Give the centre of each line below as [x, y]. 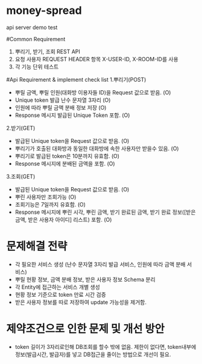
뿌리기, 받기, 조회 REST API [47, 51]
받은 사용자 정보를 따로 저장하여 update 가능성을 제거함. [80, 302]
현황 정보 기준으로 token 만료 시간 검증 [61, 294]
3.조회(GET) [21, 176]
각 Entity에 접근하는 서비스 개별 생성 [58, 287]
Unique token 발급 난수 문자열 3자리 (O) [63, 100]
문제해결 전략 [37, 247]
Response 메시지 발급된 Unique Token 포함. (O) [72, 115]
